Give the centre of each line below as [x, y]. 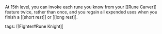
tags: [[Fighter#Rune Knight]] [34, 26]
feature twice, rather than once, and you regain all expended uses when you [81, 12]
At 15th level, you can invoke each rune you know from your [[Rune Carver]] [81, 7]
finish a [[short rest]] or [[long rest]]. [41, 17]
